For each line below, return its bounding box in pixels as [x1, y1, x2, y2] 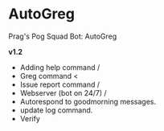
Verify [19, 113, 40, 123]
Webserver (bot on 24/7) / [19, 88, 107, 97]
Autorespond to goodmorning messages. [19, 96, 157, 106]
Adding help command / [19, 62, 100, 72]
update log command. [19, 105, 93, 115]
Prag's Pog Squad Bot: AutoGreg [8, 31, 117, 41]
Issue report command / [19, 80, 100, 89]
